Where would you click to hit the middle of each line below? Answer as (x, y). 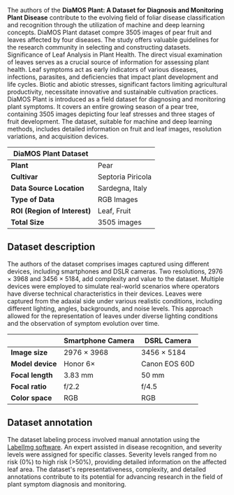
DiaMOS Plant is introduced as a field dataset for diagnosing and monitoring (116, 99)
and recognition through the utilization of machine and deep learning (106, 25)
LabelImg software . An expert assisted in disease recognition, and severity (115, 447)
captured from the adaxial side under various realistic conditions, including (115, 301)
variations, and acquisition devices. (58, 136)
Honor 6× (80, 364)
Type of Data (32, 200)
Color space (31, 398)
